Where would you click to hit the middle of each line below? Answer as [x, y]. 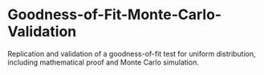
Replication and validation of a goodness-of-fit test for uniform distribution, [132, 53]
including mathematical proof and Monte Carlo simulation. [104, 62]
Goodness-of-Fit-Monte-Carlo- [115, 15]
